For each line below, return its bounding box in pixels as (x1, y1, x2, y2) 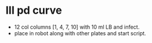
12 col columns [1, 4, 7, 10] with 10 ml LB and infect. (14, 23, 140, 30)
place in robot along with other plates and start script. (14, 29, 147, 36)
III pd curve (5, 4, 62, 17)
